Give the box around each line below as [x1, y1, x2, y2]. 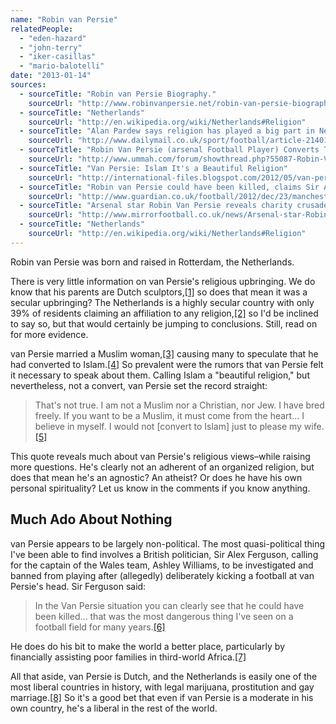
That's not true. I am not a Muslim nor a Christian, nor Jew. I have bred [34, 399, 325, 411]
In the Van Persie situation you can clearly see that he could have [34, 599, 305, 611]
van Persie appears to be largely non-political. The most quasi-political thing [10, 537, 326, 550]
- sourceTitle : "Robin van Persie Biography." [19, 89, 217, 99]
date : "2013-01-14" [10, 71, 92, 81]
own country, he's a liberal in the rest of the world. [10, 702, 218, 714]
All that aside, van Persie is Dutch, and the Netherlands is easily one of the [10, 670, 318, 682]
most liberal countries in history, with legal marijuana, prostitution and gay [10, 681, 315, 693]
